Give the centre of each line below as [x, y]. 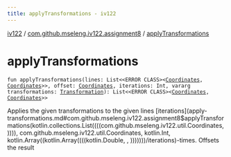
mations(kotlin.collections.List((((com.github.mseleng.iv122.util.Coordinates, [115, 125]
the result [21, 147]
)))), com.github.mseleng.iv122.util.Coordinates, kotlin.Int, [89, 133]
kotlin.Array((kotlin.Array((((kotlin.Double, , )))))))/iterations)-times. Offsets [113, 140]
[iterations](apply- [182, 111]
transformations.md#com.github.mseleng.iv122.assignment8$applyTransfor [115, 118]
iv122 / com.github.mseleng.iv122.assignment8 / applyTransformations [108, 33]
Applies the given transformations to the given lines [81, 111]
